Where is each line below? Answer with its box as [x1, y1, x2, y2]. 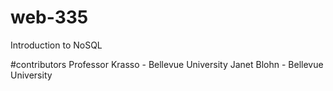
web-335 [10, 6, 89, 29]
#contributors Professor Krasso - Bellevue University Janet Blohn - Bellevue [10, 58, 324, 70]
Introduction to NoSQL [10, 39, 103, 51]
